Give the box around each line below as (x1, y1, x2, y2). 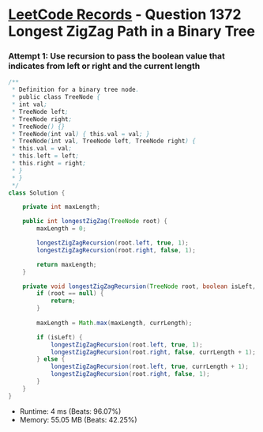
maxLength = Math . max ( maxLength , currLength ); (36, 319, 193, 327)
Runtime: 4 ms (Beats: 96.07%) (19, 406, 122, 416)
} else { (36, 355, 66, 363)
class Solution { (8, 188, 66, 197)
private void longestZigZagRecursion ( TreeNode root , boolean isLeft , (22, 282, 257, 290)
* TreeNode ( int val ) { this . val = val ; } (11, 130, 150, 138)
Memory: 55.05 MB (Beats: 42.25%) (19, 415, 137, 424)
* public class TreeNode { (11, 93, 101, 101)
